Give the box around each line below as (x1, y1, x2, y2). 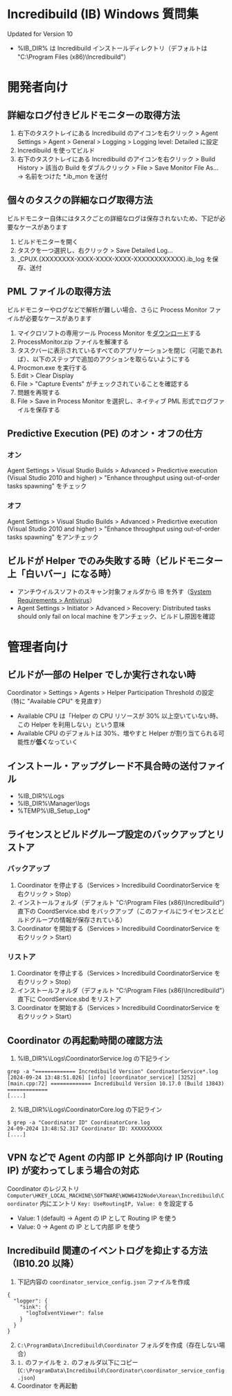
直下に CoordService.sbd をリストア (17, 995, 121, 1003)
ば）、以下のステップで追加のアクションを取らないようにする (17, 355, 190, 363)
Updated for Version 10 (7, 29, 73, 38)
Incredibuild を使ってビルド (17, 146, 96, 154)
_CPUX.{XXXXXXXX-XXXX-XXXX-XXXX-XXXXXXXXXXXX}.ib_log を (17, 254, 213, 263)
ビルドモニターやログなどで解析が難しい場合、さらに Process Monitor (7, 306, 208, 314)
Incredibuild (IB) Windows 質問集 (7, 6, 199, 22)
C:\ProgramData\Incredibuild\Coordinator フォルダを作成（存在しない (17, 1341, 220, 1349)
